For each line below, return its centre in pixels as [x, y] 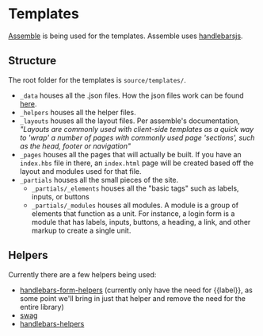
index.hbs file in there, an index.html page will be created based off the [137, 163]
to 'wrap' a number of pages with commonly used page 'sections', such [137, 137]
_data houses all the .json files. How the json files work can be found [131, 95]
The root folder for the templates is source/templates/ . [97, 79]
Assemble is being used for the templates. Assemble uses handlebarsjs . [126, 36]
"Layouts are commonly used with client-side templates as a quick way [137, 129]
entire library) [42, 307]
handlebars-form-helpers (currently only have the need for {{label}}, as [136, 290]
